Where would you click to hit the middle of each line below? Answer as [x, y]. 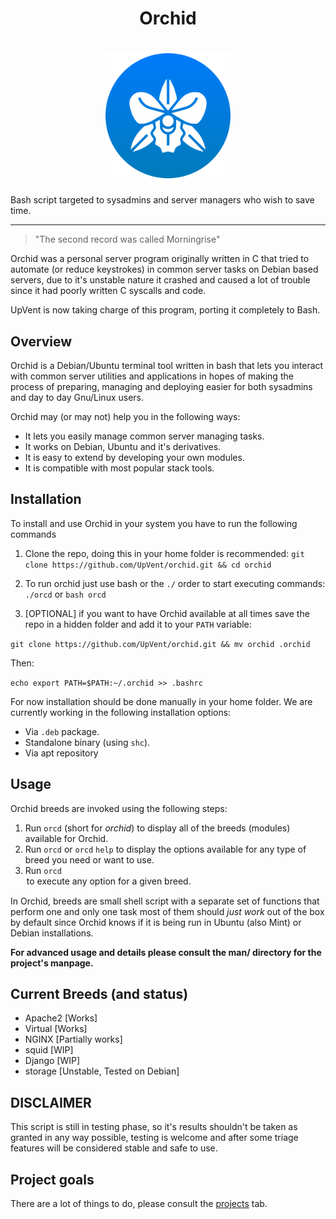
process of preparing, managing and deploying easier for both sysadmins [161, 386]
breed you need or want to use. [89, 859]
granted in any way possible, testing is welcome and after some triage [154, 1138]
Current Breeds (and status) [99, 993]
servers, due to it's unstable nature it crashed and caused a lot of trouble [160, 280]
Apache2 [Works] [61, 1018]
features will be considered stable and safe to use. [114, 1148]
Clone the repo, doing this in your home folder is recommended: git [164, 553]
